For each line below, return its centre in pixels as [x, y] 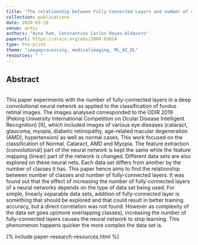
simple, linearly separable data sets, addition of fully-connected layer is [93, 194]
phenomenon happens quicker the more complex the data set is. [85, 226]
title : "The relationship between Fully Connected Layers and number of [97, 12]
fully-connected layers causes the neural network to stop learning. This [93, 219]
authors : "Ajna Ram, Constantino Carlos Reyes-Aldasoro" [77, 34]
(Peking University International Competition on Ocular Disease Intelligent [95, 119]
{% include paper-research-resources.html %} [63, 237]
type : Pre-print [26, 45]
